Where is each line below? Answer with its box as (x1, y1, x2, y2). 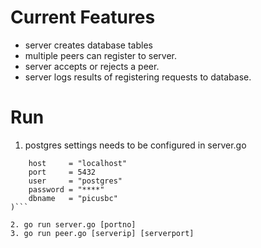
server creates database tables (24, 39, 153, 51)
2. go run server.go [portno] (10, 219, 137, 230)
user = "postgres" (28, 176, 123, 186)
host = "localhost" (28, 158, 128, 168)
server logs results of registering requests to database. (24, 71, 252, 83)
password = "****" (28, 184, 105, 195)
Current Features (10, 6, 156, 29)
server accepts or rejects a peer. (24, 60, 160, 72)
